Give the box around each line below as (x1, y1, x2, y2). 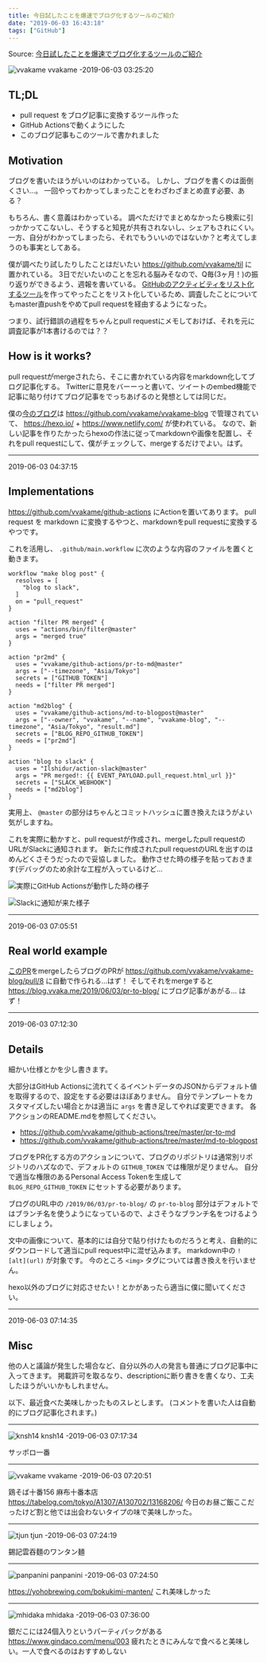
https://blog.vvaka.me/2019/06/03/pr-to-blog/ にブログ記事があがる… (8, 986, 237, 995)
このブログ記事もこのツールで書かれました (19, 130, 160, 140)
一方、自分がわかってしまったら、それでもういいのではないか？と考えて (8, 232, 244, 242)
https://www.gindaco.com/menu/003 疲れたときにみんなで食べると (8, 1637, 229, 1646)
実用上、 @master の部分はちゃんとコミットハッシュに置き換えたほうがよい (8, 807, 253, 816)
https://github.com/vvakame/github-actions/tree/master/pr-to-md (19, 1127, 236, 1137)
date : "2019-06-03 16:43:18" (8, 19, 105, 27)
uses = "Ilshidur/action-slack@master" (15, 765, 148, 773)
